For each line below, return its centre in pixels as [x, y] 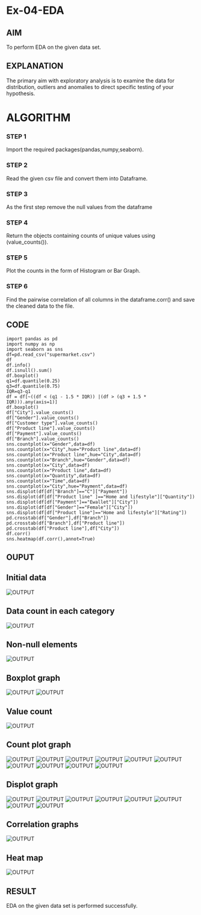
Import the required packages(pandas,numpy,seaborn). [75, 150]
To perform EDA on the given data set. [54, 47]
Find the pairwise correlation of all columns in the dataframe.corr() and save [101, 299]
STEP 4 [17, 222]
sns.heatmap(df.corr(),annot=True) [51, 539]
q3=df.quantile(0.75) [33, 386]
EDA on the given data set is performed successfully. [72, 906]
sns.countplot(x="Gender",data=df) [51, 444]
